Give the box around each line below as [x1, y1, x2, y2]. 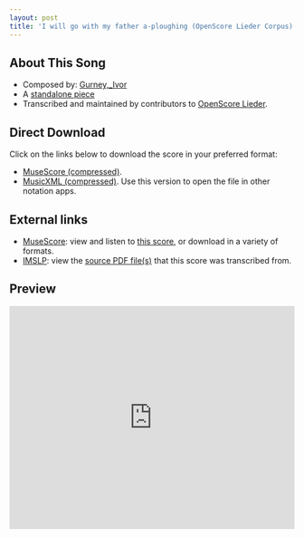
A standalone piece [22, 89, 95, 100]
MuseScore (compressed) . [22, 167, 122, 178]
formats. [22, 245, 54, 256]
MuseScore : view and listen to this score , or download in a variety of [22, 235, 279, 246]
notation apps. [22, 186, 77, 197]
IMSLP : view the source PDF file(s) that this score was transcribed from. [22, 255, 292, 265]
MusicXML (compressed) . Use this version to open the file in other [22, 176, 271, 187]
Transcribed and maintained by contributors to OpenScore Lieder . [22, 99, 269, 110]
